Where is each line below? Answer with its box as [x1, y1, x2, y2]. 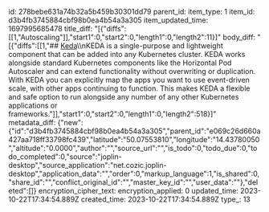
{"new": [57, 118, 84, 127]
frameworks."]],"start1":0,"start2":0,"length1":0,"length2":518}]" [8, 109, 217, 119]
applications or [8, 100, 58, 110]
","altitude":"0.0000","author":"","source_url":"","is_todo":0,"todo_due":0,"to [8, 144, 258, 153]
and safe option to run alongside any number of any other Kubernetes [8, 92, 239, 101]
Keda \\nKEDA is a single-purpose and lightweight [59, 41, 223, 51]
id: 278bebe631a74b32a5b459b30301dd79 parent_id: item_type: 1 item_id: [8, 7, 255, 16]
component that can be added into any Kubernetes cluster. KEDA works [8, 50, 246, 59]
